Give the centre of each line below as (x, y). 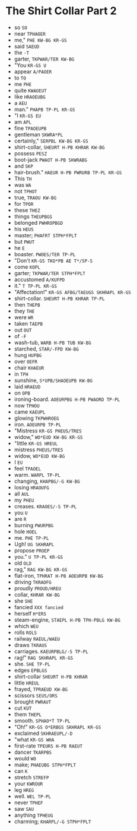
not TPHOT (26, 191)
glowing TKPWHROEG (36, 418)
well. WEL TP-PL (33, 796)
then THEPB (27, 304)
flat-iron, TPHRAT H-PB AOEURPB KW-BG (59, 575)
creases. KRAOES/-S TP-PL (45, 506)
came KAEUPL (30, 412)
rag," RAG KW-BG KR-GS (41, 569)
